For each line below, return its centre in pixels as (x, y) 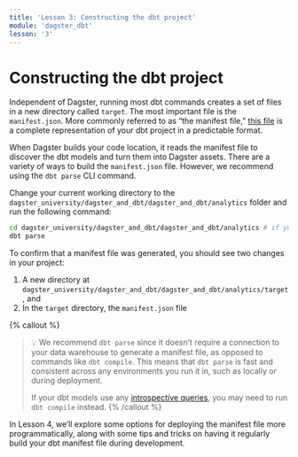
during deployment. (67, 381)
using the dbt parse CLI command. (73, 176)
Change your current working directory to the (92, 193)
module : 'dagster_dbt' (51, 26)
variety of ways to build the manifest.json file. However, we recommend (141, 167)
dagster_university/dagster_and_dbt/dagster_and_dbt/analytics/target (155, 290)
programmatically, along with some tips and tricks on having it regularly (140, 434)
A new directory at (56, 280)
